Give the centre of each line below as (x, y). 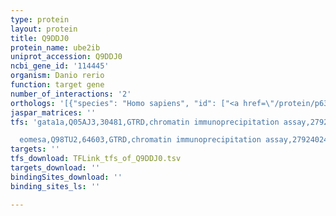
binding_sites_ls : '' (55, 186)
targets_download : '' (55, 168)
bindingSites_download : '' (66, 177)
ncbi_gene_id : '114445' (60, 66)
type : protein (40, 19)
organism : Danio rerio (57, 76)
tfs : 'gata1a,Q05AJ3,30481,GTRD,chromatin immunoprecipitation (145, 122)
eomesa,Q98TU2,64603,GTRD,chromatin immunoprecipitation (140, 140)
